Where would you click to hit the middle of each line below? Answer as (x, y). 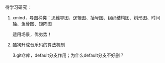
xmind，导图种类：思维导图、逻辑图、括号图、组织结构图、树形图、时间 (86, 18)
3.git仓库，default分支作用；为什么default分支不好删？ (68, 55)
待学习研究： (18, 7)
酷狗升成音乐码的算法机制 (39, 45)
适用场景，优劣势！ (32, 34)
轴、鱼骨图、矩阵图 (32, 24)
